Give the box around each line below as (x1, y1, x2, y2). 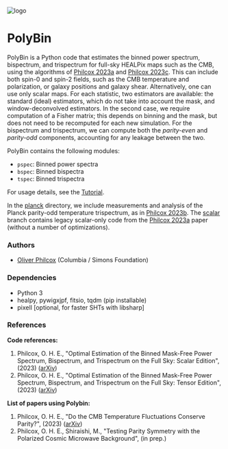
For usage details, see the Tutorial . (7, 187, 105, 196)
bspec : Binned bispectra (16, 167, 84, 175)
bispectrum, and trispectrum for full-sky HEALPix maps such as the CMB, (7, 60, 214, 69)
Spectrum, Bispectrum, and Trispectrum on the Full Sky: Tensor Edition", (16, 378, 221, 387)
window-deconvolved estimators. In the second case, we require (7, 104, 190, 113)
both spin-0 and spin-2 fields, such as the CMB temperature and (7, 75, 190, 83)
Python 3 (16, 288, 43, 297)
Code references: (7, 336, 58, 344)
